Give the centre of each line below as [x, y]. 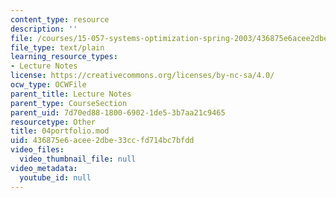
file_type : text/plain [57, 47]
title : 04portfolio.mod [60, 131]
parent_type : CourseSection [69, 103]
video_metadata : [44, 168]
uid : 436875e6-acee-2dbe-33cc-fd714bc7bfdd [102, 141]
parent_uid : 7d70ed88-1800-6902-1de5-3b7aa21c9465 [118, 112]
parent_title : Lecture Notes [71, 94]
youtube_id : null [55, 177]
